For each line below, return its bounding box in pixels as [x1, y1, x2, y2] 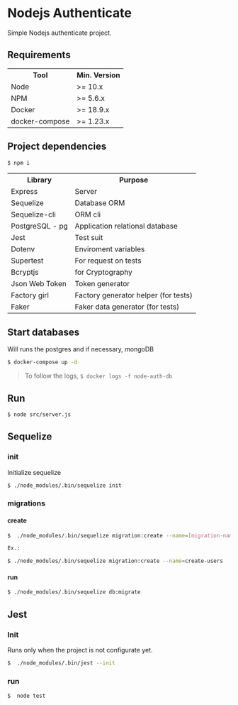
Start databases [7, 326, 80, 338]
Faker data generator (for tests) [74, 302, 179, 312]
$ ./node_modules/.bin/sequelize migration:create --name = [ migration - [7, 532, 223, 539]
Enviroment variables [74, 244, 145, 254]
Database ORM [74, 198, 125, 208]
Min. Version [76, 70, 120, 80]
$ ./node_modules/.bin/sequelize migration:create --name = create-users [7, 557, 223, 565]
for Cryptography [74, 268, 132, 278]
